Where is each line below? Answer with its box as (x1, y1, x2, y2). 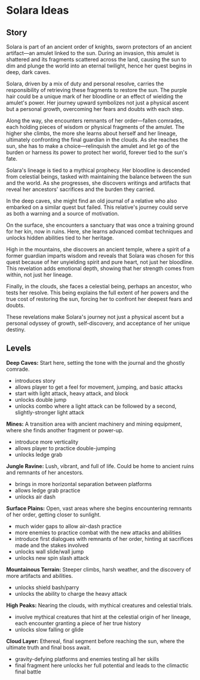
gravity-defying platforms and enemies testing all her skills (14, 655, 159, 663)
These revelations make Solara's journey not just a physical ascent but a (6, 313, 184, 320)
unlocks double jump (14, 396, 67, 403)
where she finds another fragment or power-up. (6, 426, 124, 433)
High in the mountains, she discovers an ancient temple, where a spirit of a (6, 246, 190, 253)
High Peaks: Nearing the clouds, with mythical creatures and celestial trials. (6, 601, 193, 609)
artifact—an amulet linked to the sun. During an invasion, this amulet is (6, 50, 180, 57)
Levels (6, 343, 32, 353)
